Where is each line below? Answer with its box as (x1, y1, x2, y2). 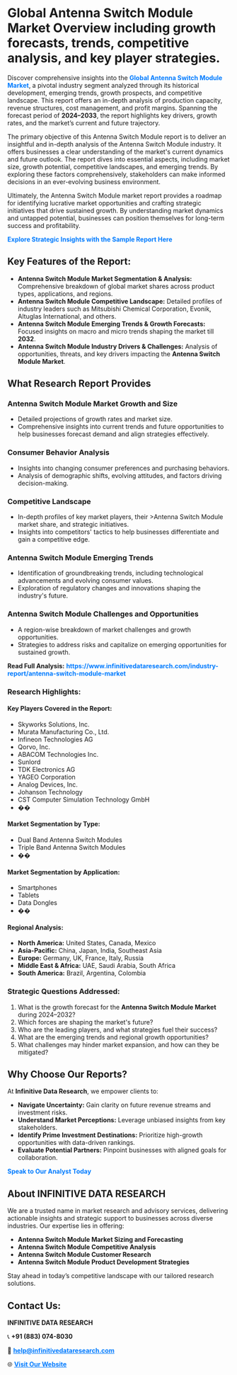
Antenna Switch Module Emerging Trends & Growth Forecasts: (17, 319, 206, 328)
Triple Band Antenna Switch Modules (17, 843, 126, 851)
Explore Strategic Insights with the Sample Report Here (7, 235, 173, 244)
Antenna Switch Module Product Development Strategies (17, 1258, 190, 1267)
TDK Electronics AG (17, 765, 76, 773)
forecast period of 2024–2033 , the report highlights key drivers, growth (7, 111, 217, 120)
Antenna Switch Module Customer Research (17, 1250, 151, 1259)
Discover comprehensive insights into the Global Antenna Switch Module (7, 73, 223, 82)
